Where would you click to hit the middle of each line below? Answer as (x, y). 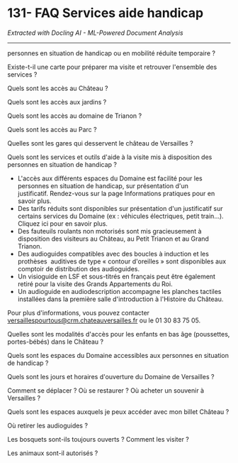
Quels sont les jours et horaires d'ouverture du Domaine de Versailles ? (111, 376)
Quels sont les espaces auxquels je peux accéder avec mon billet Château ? (118, 412)
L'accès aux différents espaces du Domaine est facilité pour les (110, 178)
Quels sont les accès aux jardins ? (57, 102)
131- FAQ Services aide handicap (106, 13)
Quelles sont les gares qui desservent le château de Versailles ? (100, 143)
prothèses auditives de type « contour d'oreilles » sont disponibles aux (122, 261)
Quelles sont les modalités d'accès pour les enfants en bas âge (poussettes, (119, 334)
